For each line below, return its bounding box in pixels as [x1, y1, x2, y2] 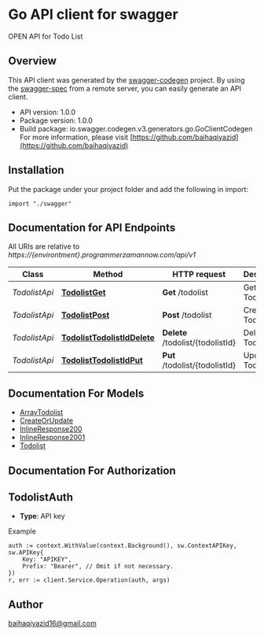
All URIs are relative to [8, 242, 80, 251]
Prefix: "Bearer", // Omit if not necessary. [22, 563, 174, 571]
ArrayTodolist [19, 408, 64, 417]
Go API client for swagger [8, 6, 178, 24]
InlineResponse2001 [19, 433, 86, 442]
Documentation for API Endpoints [8, 220, 176, 234]
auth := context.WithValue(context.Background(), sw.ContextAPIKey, [8, 542, 237, 550]
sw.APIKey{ [8, 549, 44, 556]
